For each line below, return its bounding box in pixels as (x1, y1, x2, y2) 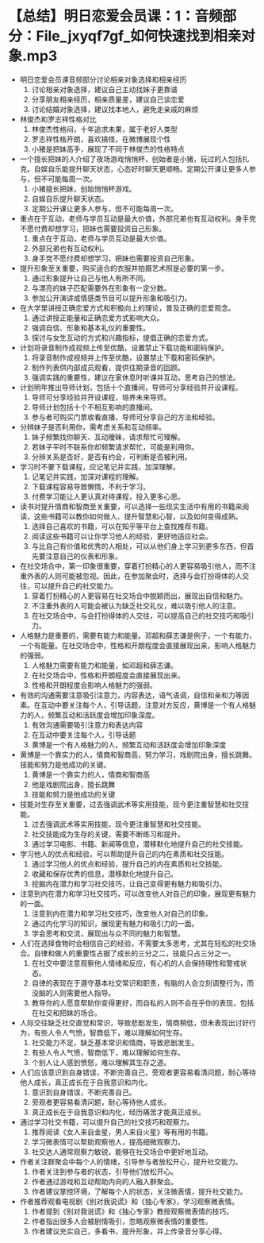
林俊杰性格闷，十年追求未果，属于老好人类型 (31, 124, 178, 133)
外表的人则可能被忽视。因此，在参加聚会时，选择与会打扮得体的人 (26, 571, 243, 581)
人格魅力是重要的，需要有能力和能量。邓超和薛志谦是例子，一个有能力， (19, 631, 256, 640)
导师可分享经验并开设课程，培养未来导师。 (31, 392, 171, 402)
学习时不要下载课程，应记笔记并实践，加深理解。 (19, 461, 180, 471)
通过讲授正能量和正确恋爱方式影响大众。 (31, 313, 164, 322)
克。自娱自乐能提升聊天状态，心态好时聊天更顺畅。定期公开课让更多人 (19, 164, 250, 173)
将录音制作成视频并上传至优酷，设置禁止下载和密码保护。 (31, 353, 220, 362)
